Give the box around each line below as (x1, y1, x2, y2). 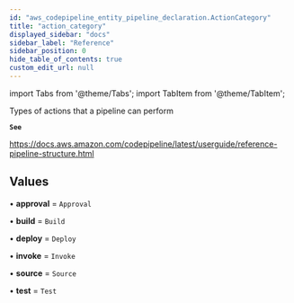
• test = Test (9, 285, 57, 296)
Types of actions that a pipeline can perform (9, 105, 174, 116)
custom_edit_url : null (9, 64, 94, 73)
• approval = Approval (9, 198, 92, 209)
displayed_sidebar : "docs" (9, 30, 111, 39)
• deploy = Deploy (9, 233, 76, 244)
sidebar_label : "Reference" (9, 38, 115, 48)
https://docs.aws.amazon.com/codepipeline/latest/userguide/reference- (9, 138, 278, 149)
